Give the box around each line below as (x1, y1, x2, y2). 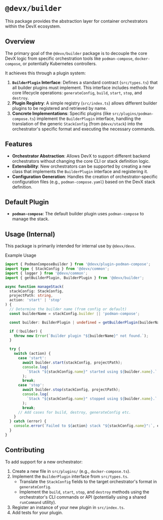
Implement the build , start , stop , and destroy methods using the (19, 489, 149, 495)
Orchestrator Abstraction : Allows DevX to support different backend (12, 153, 150, 159)
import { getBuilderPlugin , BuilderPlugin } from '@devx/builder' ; (5, 275, 145, 280)
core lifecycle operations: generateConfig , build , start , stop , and (12, 89, 142, 96)
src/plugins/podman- (112, 111, 154, 116)
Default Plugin (5, 198, 49, 206)
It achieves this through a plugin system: (5, 70, 86, 76)
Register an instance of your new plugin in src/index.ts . (12, 504, 125, 510)
